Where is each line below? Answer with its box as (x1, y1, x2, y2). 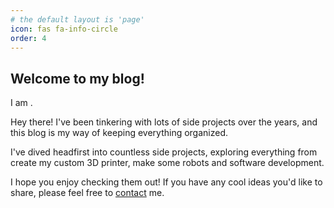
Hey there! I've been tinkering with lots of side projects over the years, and (10, 116, 318, 128)
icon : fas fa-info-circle (10, 24, 118, 34)
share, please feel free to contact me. (10, 187, 165, 199)
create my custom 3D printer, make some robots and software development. (10, 157, 325, 169)
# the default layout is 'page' (10, 14, 145, 25)
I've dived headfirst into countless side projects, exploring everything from (10, 146, 318, 158)
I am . (10, 97, 33, 109)
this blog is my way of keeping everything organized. (10, 127, 229, 139)
